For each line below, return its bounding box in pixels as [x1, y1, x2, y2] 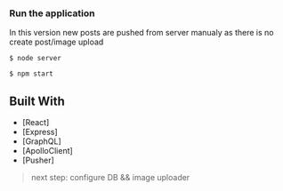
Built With [9, 93, 65, 108]
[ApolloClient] [21, 146, 73, 156]
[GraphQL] [21, 136, 62, 147]
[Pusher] [21, 155, 55, 166]
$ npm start [9, 69, 53, 78]
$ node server [9, 54, 62, 63]
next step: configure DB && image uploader [30, 172, 190, 183]
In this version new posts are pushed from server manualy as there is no [9, 28, 274, 38]
